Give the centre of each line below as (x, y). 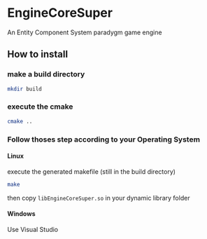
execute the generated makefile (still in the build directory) (92, 171)
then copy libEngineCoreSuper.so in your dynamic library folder (99, 198)
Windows (21, 214)
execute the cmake (40, 107)
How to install (38, 54)
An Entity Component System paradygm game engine (85, 32)
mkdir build (24, 89)
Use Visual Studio (33, 229)
